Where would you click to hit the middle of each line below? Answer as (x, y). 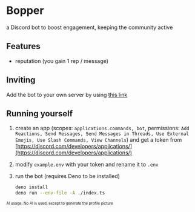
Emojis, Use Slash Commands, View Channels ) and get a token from (98, 140)
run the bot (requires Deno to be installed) (67, 176)
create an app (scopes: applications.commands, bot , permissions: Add (102, 128)
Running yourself (40, 114)
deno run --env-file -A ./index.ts (60, 193)
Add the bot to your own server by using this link (67, 94)
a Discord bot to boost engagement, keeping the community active (90, 27)
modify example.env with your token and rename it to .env (87, 165)
